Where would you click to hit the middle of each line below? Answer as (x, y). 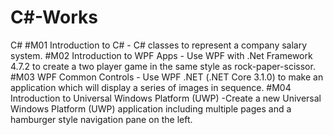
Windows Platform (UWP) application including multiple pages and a (151, 108)
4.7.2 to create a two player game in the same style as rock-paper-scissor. (163, 66)
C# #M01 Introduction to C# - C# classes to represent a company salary (159, 45)
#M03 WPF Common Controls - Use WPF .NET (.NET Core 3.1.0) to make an (167, 77)
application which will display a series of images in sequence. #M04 (151, 87)
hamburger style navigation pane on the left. (101, 119)
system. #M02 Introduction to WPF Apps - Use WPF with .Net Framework (161, 55)
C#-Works (54, 17)
